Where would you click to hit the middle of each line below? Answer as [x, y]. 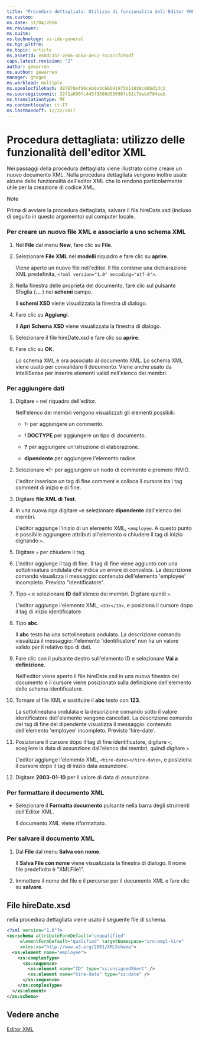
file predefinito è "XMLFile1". [50, 869]
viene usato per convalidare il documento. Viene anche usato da [93, 366]
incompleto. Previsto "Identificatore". [60, 582]
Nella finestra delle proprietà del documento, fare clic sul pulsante [95, 285]
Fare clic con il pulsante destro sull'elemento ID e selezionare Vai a [97, 658]
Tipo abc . [27, 623]
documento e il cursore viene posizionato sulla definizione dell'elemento [103, 682]
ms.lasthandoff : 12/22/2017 [41, 110]
